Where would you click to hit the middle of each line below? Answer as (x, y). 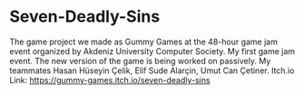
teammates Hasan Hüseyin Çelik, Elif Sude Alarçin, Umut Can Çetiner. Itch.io (152, 70)
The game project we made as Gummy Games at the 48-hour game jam (144, 42)
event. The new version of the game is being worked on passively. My (140, 61)
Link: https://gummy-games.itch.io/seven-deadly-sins (110, 80)
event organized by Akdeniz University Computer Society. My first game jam (152, 51)
